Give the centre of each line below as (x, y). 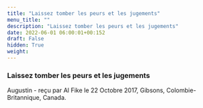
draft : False (26, 39)
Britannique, (24, 98)
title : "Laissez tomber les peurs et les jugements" (84, 13)
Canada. (55, 98)
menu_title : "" (29, 20)
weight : (18, 52)
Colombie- (181, 90)
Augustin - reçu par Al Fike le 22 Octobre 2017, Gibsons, (86, 90)
